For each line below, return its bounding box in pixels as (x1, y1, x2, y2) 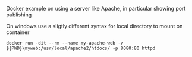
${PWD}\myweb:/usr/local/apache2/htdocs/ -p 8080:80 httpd (6, 45, 156, 51)
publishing (6, 11, 32, 18)
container (6, 29, 30, 36)
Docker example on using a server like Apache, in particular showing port (6, 5, 186, 12)
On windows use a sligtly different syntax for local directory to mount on (6, 23, 183, 29)
